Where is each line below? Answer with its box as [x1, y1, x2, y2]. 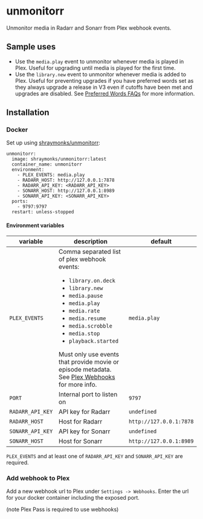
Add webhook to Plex [6, 474, 70, 482]
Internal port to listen [58, 390, 118, 398]
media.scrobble [68, 322, 113, 329]
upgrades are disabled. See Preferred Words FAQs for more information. [14, 89, 195, 97]
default [150, 237, 172, 245]
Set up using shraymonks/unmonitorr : [6, 139, 101, 146]
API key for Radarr [58, 407, 111, 416]
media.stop [68, 330, 100, 337]
